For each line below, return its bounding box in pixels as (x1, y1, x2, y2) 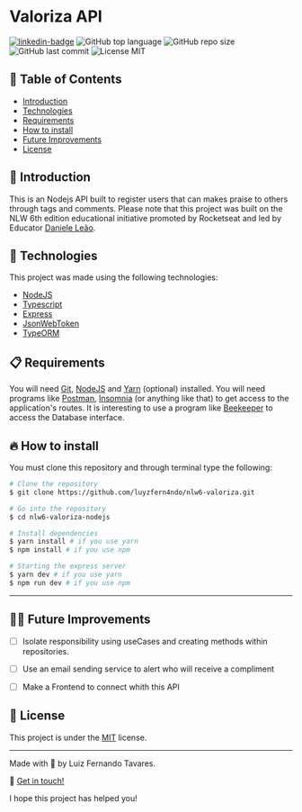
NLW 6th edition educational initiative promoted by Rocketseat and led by (9, 212, 281, 223)
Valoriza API (9, 6, 103, 27)
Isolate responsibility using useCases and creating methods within (22, 636, 268, 646)
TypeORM (22, 328, 60, 338)
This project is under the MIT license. (9, 732, 147, 743)
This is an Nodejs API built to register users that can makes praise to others (9, 194, 289, 204)
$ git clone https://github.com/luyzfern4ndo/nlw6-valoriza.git (9, 488, 255, 497)
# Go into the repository (9, 504, 106, 513)
